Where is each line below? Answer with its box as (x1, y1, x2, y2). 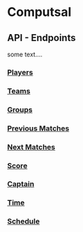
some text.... (7, 50, 43, 58)
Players (7, 67, 33, 77)
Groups (7, 105, 33, 115)
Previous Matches (7, 123, 70, 133)
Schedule (7, 217, 40, 226)
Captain (7, 179, 35, 189)
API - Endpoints (7, 32, 76, 44)
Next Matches (7, 142, 55, 151)
